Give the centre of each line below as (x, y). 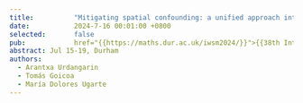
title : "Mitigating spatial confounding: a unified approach (145, 17)
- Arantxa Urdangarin (58, 68)
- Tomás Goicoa (46, 76)
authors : (26, 59)
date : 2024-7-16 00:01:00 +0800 (90, 26)
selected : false (52, 34)
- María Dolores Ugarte (62, 84)
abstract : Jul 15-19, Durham (64, 51)
